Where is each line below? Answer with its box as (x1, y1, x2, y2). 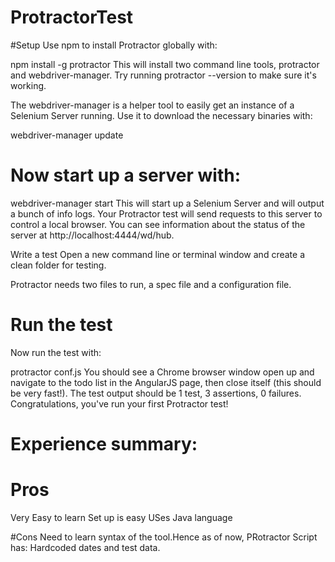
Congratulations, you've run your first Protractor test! (10, 397, 229, 410)
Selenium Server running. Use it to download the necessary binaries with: (10, 109, 313, 121)
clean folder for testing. (10, 259, 107, 271)
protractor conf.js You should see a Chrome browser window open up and (10, 366, 315, 378)
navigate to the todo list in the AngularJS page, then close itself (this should (10, 376, 322, 388)
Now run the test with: (10, 346, 102, 358)
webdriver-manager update (10, 129, 124, 141)
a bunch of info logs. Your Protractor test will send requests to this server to (10, 207, 323, 220)
